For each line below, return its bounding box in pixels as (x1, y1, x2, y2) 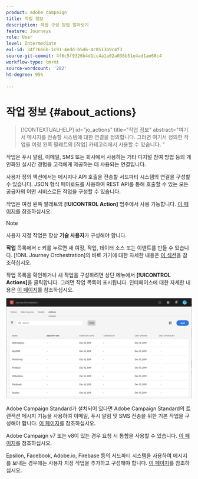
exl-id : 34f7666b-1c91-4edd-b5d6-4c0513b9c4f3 (6, 47, 123, 53)
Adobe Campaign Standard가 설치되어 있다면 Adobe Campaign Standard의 (6, 405, 185, 412)
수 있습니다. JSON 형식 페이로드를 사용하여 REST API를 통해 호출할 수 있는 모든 (6, 181, 189, 188)
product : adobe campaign (6, 9, 67, 15)
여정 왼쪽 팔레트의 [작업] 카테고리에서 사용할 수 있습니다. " (31, 141, 165, 148)
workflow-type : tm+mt (6, 59, 60, 65)
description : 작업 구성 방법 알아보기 (6, 22, 89, 28)
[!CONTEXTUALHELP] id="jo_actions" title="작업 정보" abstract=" (20, 127, 179, 134)
